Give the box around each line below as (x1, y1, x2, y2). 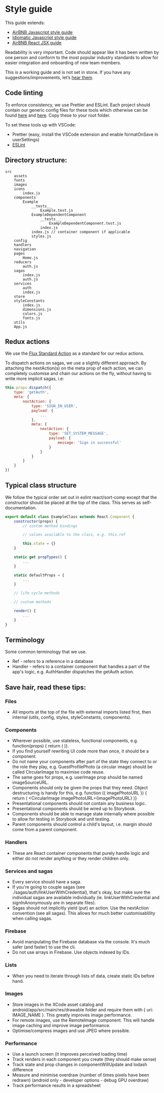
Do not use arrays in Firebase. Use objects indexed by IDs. (12, 949, 131, 955)
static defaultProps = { (14, 572, 65, 578)
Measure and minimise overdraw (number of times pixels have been (12, 1072, 149, 1078)
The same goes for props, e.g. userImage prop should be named (12, 774, 143, 781)
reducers (14, 259, 32, 264)
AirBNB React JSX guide (12, 39, 62, 45)
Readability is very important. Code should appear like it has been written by (5, 49, 159, 55)
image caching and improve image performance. (12, 1022, 111, 1028)
